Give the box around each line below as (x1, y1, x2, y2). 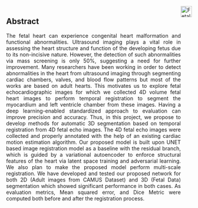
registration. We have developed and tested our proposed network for (6, 170, 181, 177)
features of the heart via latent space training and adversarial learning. (6, 157, 181, 164)
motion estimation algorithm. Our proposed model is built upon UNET (6, 138, 181, 146)
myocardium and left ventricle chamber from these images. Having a (6, 101, 181, 108)
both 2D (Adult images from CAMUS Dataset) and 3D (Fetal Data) (6, 176, 181, 183)
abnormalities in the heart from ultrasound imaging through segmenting (6, 70, 181, 77)
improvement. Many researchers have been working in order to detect (6, 63, 181, 70)
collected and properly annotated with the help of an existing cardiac (6, 132, 181, 139)
